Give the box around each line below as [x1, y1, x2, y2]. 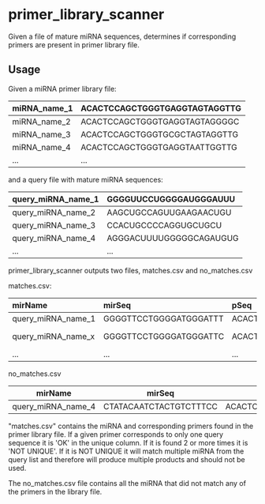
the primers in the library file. [8, 487, 103, 496]
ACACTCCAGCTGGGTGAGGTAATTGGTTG [80, 141, 238, 152]
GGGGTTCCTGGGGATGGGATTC [103, 330, 225, 341]
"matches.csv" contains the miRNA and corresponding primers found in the [8, 421, 254, 431]
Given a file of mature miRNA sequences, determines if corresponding [8, 32, 237, 41]
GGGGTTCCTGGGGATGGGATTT [103, 313, 224, 324]
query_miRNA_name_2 [12, 207, 96, 218]
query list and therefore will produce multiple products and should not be [8, 454, 246, 464]
